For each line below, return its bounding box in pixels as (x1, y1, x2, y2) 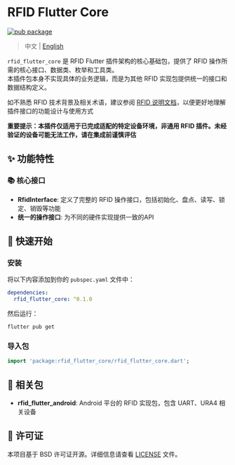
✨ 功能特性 (7, 153, 55, 165)
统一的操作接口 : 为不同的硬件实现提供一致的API (17, 213, 154, 221)
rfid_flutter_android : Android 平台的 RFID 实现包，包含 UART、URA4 (17, 398, 217, 407)
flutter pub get (7, 323, 55, 330)
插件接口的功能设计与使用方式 (7, 107, 93, 115)
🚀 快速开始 (7, 236, 53, 248)
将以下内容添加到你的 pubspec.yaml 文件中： (7, 275, 135, 284)
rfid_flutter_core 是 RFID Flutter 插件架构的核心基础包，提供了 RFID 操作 (7, 57, 222, 65)
